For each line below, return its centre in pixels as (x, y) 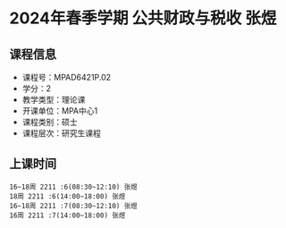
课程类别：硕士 (50, 122)
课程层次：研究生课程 (61, 133)
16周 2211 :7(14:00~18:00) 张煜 (67, 215)
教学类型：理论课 (54, 100)
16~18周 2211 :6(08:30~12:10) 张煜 (73, 187)
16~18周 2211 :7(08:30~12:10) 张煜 (73, 206)
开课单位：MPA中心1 (60, 111)
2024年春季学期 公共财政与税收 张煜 (143, 18)
